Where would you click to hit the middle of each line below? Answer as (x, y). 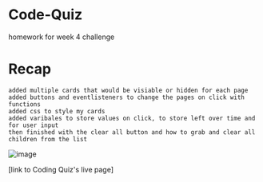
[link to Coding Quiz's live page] (61, 169)
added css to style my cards (57, 111)
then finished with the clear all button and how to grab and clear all (132, 132)
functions (25, 104)
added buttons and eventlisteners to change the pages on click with (127, 97)
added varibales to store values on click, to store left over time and (132, 118)
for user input (34, 125)
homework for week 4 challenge (62, 37)
